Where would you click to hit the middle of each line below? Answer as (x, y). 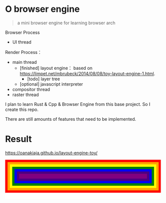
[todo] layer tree (43, 79)
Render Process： (23, 52)
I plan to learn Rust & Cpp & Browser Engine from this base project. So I (78, 104)
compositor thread (31, 89)
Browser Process (22, 32)
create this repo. (22, 109)
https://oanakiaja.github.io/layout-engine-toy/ (51, 152)
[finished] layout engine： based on (56, 68)
